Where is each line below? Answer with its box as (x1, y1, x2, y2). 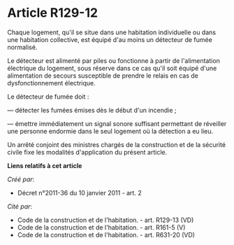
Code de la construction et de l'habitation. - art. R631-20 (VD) (17, 230, 196, 239)
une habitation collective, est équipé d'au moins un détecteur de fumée (7, 35, 213, 43)
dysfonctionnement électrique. (7, 78, 96, 87)
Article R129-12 (7, 5, 98, 21)
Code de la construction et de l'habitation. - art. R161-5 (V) (17, 223, 186, 232)
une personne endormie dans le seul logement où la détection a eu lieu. (7, 127, 214, 135)
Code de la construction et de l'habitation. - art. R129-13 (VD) (17, 216, 194, 224)
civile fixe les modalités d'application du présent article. (7, 148, 168, 156)
